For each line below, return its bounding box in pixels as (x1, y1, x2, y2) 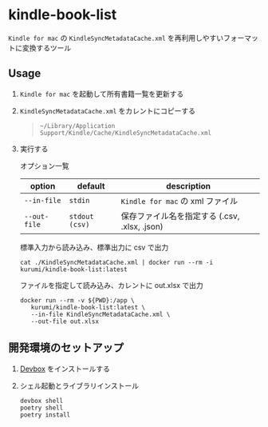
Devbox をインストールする (19, 364, 110, 373)
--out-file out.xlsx (30, 317, 100, 325)
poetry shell (19, 404, 64, 412)
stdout (69, 212, 94, 221)
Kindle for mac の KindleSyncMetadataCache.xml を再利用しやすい (8, 33, 224, 42)
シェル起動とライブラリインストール (19, 381, 140, 390)
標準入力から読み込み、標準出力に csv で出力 (19, 242, 169, 252)
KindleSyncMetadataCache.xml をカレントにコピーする (19, 106, 196, 115)
